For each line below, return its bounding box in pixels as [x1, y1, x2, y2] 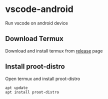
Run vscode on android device [5, 20, 68, 26]
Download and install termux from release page [5, 47, 103, 53]
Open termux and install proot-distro [5, 75, 80, 81]
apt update [5, 85, 28, 90]
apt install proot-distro [5, 90, 59, 95]
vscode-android [5, 3, 74, 15]
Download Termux [5, 34, 63, 43]
